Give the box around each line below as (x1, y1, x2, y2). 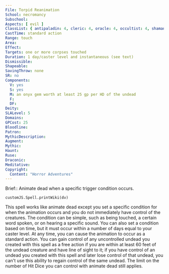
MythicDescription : (5, 134, 46, 139)
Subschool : (5, 17, 28, 22)
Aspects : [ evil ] (5, 21, 44, 27)
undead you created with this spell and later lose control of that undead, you (5, 252, 163, 258)
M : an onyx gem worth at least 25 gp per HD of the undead (10, 92, 136, 97)
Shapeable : (5, 64, 28, 69)
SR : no (5, 73, 19, 78)
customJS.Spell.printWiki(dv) (5, 195, 69, 200)
